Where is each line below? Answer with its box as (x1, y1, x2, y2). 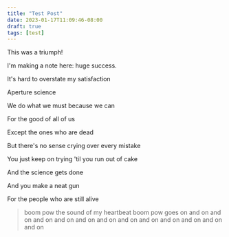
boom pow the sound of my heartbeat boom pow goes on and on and (23, 208, 221, 217)
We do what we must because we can (7, 101, 116, 110)
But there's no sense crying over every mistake (7, 142, 141, 150)
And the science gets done (7, 168, 84, 176)
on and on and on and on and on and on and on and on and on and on (23, 216, 222, 224)
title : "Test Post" (7, 10, 63, 17)
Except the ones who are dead (7, 128, 94, 136)
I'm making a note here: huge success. (7, 61, 117, 70)
